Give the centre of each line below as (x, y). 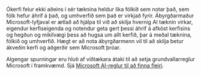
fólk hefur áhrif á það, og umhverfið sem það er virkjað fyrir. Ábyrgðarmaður (100, 16)
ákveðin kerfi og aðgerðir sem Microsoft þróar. (64, 47)
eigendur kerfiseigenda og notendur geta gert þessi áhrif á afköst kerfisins (98, 28)
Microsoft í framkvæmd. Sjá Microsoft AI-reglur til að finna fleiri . (85, 65)
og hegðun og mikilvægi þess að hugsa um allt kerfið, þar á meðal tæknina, (99, 35)
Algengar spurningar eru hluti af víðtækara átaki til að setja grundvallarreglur (100, 59)
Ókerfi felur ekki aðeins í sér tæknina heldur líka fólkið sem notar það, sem (98, 9)
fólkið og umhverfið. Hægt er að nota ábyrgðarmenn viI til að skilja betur (95, 41)
